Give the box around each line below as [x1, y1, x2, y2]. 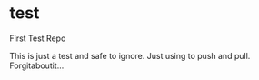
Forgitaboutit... [9, 60, 65, 71]
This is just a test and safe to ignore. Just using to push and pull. [9, 50, 251, 61]
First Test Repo [9, 33, 66, 44]
